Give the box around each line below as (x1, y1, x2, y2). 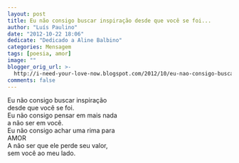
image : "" (7, 57, 37, 64)
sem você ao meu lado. (7, 149, 76, 157)
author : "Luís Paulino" (7, 23, 78, 31)
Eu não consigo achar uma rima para (7, 126, 115, 135)
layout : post (7, 10, 46, 18)
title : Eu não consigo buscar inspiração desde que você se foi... (7, 17, 212, 24)
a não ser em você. (7, 119, 64, 127)
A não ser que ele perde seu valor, (7, 142, 108, 150)
